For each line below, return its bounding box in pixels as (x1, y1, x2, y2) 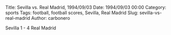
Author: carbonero (31, 15, 70, 21)
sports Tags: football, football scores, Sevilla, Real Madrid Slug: (5, 10, 139, 16)
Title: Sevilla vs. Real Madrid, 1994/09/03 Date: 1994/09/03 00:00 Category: (5, 5, 166, 10)
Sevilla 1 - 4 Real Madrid (5, 25, 56, 31)
